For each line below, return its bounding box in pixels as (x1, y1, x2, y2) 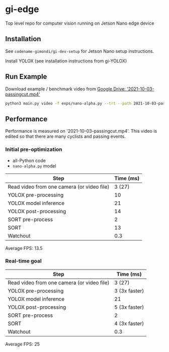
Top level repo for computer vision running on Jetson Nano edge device (5, 20, 154, 26)
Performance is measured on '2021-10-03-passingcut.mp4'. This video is (5, 128, 157, 134)
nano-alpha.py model (12, 162, 56, 169)
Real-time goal (5, 257, 42, 265)
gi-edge (5, 4, 39, 15)
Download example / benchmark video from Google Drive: (5, 85, 126, 92)
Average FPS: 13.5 (5, 245, 43, 251)
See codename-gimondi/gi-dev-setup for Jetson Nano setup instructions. (5, 48, 154, 54)
